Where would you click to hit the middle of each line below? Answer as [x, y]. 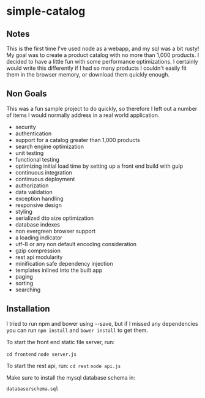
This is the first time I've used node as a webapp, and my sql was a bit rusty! [103, 48]
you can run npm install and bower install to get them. [77, 330]
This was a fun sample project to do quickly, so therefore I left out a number [102, 108]
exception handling [39, 198]
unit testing [29, 153]
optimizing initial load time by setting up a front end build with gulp [99, 166]
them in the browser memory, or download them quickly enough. [88, 74]
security [26, 127]
